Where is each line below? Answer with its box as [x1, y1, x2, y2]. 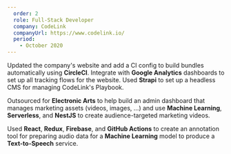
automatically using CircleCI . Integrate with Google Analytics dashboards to [7, 68, 225, 77]
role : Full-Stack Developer [13, 17, 94, 23]
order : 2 [13, 10, 39, 17]
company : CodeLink [13, 23, 67, 30]
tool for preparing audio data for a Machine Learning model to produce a [7, 132, 215, 140]
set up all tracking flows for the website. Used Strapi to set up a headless [7, 76, 216, 84]
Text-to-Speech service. [7, 139, 79, 147]
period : [13, 36, 36, 43]
